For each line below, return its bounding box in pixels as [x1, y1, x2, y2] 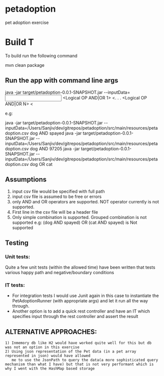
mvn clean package [5, 62, 45, 68]
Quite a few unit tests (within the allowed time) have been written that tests [5, 264, 155, 270]
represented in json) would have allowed [5, 354, 91, 358]
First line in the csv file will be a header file [12, 209, 99, 215]
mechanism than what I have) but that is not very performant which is [5, 362, 154, 367]
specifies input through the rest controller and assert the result [12, 314, 139, 319]
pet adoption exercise [5, 20, 49, 25]
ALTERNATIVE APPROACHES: [5, 328, 97, 336]
